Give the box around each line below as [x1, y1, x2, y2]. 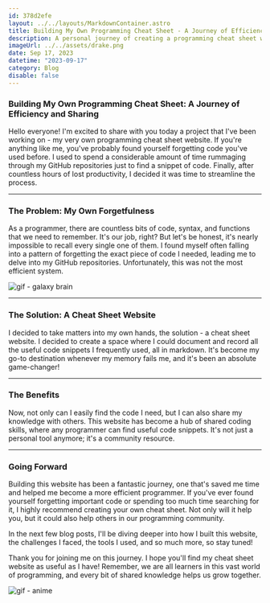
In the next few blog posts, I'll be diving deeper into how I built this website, [8, 529, 259, 539]
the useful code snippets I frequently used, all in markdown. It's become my [8, 345, 260, 355]
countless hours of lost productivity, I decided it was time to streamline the [8, 169, 256, 178]
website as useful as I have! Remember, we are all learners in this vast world [8, 562, 261, 572]
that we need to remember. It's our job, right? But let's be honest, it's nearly [8, 232, 259, 242]
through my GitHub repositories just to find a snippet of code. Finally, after [8, 160, 255, 170]
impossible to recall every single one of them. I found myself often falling [8, 240, 249, 250]
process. [8, 178, 38, 187]
